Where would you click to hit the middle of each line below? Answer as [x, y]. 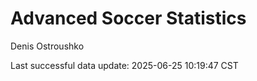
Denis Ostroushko [47, 46]
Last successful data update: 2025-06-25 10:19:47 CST [124, 65]
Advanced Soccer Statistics [128, 18]
